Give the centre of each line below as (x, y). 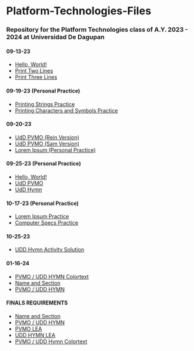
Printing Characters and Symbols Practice (66, 110)
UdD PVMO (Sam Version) (47, 144)
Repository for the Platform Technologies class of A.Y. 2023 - (97, 30)
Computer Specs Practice (47, 223)
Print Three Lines (36, 77)
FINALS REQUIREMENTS (37, 303)
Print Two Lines (34, 71)
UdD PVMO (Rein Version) (47, 137)
